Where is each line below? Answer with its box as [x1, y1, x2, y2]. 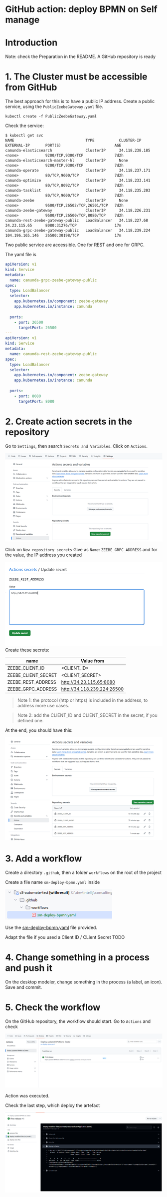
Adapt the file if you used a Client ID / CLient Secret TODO [5, 934, 125, 940]
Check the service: [5, 123, 44, 129]
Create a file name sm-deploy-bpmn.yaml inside [5, 879, 100, 885]
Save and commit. [5, 984, 42, 990]
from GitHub [5, 82, 57, 93]
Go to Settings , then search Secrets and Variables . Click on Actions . [5, 443, 148, 449]
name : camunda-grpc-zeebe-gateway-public [9, 278, 97, 283]
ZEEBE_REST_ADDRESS [7, 679, 56, 685]
